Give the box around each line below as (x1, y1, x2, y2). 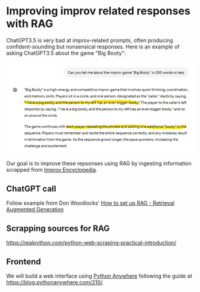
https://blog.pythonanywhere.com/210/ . (6, 278, 104, 285)
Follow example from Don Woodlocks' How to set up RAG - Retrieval (6, 199, 175, 207)
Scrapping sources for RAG (6, 223, 110, 233)
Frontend (6, 256, 41, 267)
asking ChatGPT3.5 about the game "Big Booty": (6, 49, 126, 56)
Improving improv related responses (6, 4, 190, 18)
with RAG (6, 17, 53, 31)
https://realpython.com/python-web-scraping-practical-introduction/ (6, 239, 177, 247)
